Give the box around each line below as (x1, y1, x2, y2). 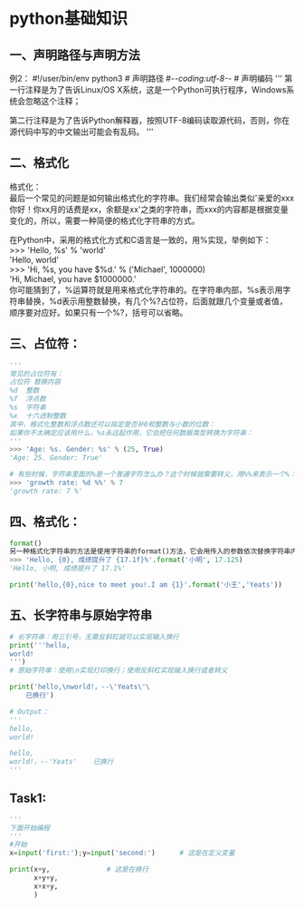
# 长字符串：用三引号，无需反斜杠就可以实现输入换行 (9, 632, 179, 641)
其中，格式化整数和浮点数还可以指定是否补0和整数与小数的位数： (9, 419, 215, 429)
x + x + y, (33, 882, 59, 891)
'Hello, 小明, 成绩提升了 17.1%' (9, 564, 126, 573)
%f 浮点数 (9, 395, 47, 404)
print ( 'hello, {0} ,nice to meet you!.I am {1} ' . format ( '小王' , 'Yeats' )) (9, 580, 283, 590)
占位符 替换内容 (9, 377, 62, 386)
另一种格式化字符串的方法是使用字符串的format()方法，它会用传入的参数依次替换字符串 (9, 547, 291, 556)
